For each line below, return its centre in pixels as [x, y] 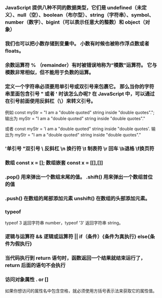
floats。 [14, 51]
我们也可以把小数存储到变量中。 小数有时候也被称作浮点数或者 [77, 44]
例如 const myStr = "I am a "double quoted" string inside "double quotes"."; [80, 113]
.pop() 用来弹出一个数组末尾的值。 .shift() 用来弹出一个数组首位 [79, 177]
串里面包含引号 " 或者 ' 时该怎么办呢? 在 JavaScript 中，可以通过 [80, 94]
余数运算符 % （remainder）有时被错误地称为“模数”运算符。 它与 [81, 65]
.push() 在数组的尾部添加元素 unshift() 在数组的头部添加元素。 [78, 198]
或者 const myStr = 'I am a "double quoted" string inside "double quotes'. [78, 129]
